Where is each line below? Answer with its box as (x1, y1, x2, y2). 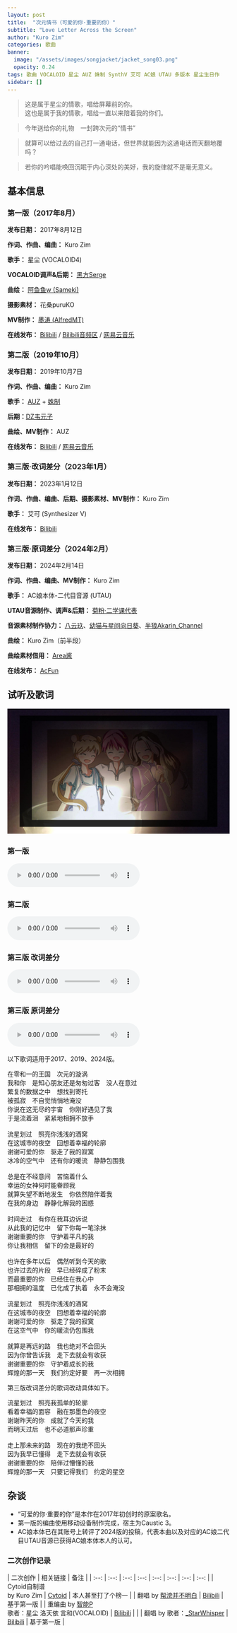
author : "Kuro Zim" (7, 34, 65, 41)
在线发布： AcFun (7, 667, 59, 675)
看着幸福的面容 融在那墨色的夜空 (7, 1407, 107, 1415)
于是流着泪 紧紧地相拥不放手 (7, 1114, 94, 1122)
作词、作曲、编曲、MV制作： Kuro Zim (7, 576, 120, 585)
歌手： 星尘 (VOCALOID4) (7, 255, 83, 264)
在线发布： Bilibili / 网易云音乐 (7, 443, 94, 451)
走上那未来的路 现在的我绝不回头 (7, 1441, 107, 1449)
